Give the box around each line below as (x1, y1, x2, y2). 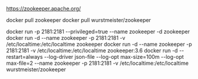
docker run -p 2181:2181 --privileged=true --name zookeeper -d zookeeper (6, 28, 190, 35)
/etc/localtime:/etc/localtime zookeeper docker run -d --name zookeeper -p (6, 41, 192, 48)
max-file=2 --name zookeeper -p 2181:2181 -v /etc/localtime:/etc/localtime (6, 59, 189, 67)
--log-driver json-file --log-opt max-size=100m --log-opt (43, 53, 184, 60)
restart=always (6, 53, 43, 60)
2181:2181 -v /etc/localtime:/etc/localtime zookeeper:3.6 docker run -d (6, 47, 178, 54)
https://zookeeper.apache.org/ (6, 5, 81, 12)
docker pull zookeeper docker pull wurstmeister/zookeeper (6, 17, 152, 23)
